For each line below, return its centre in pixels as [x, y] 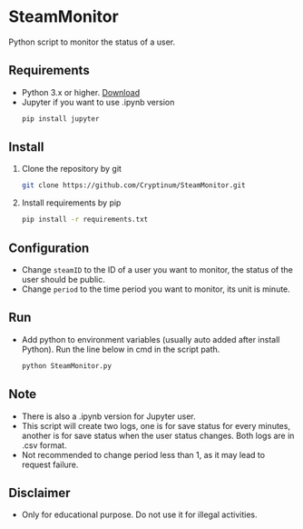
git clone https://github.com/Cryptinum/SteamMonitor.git [133, 185]
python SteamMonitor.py [67, 365]
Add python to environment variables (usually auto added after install [151, 339]
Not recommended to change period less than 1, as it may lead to [143, 454]
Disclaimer [39, 493]
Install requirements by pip [71, 203]
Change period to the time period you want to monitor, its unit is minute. [156, 289]
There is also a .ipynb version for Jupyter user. [108, 416]
